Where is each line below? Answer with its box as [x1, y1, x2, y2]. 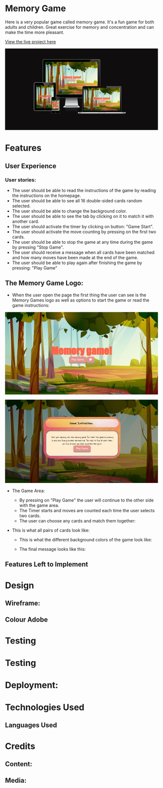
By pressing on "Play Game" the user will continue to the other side [19, 497, 154, 503]
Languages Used [5, 721, 57, 730]
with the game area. [19, 502, 60, 508]
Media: [5, 776, 27, 785]
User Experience [5, 161, 57, 170]
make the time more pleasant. [5, 29, 65, 35]
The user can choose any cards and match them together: [19, 518, 136, 523]
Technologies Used [5, 702, 85, 713]
